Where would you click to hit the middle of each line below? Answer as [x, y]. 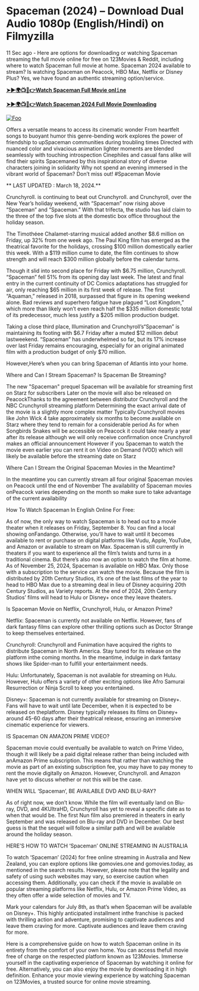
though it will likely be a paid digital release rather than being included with [97, 754]
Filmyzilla [30, 36]
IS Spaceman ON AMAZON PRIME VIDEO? [58, 736]
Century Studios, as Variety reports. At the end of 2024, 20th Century [91, 591]
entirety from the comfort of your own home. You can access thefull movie [97, 950]
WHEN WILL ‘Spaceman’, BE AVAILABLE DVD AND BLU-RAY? [81, 791]
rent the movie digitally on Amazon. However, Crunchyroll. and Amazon [93, 773]
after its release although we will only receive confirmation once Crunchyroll [99, 437]
